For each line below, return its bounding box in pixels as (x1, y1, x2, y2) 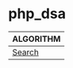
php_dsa (8, 5, 66, 23)
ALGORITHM (12, 33, 61, 44)
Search (12, 47, 40, 58)
